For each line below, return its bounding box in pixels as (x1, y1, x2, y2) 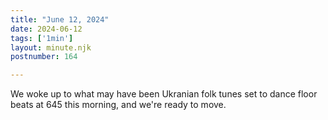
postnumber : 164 (10, 52, 78, 62)
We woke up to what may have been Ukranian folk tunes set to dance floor (10, 88, 318, 100)
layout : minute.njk (10, 42, 92, 53)
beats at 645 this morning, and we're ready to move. (10, 99, 227, 111)
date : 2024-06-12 (10, 24, 83, 34)
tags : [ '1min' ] (10, 33, 74, 43)
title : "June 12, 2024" (10, 14, 110, 25)
